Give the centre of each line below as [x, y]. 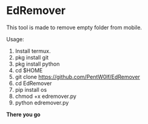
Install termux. [33, 51]
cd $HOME [29, 70]
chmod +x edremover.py [46, 96]
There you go [23, 114]
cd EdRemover [33, 83]
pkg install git [32, 57]
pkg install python [37, 64]
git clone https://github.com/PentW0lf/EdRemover [78, 77]
